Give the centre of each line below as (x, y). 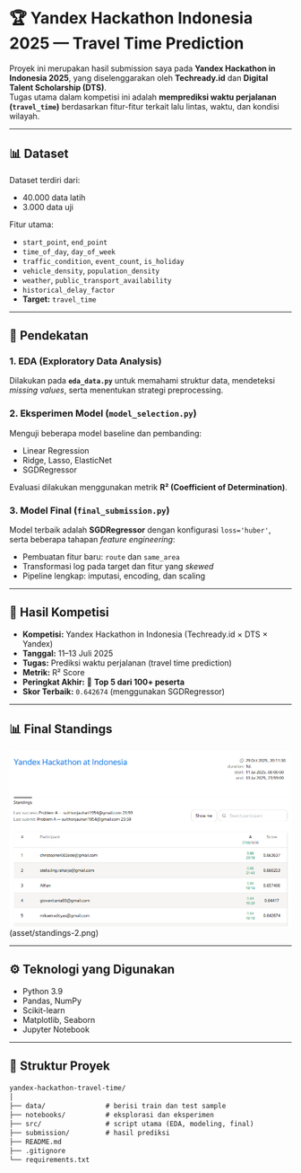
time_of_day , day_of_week (69, 251)
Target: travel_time (59, 299)
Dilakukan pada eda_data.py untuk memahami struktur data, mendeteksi (142, 381)
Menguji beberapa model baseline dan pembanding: (106, 433)
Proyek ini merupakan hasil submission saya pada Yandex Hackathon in (142, 68)
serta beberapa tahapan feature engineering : (92, 540)
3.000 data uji (48, 207)
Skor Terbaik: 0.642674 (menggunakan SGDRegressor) (124, 691)
